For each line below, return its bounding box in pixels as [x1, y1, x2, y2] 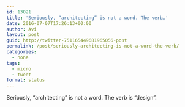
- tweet [12, 72, 32, 78]
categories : [6, 49, 37, 55]
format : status [6, 77, 45, 83]
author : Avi [6, 26, 37, 32]
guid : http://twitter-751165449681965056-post [6, 37, 127, 43]
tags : [6, 60, 20, 66]
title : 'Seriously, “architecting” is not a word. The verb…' [6, 15, 168, 21]
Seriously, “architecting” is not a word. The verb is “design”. [6, 94, 157, 101]
